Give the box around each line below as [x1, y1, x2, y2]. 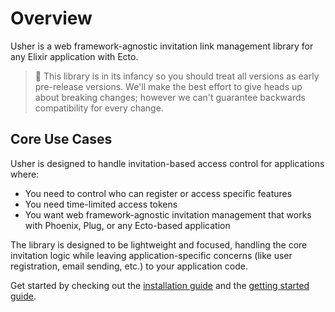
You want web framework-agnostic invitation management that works [24, 208, 312, 221]
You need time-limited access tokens [24, 198, 178, 210]
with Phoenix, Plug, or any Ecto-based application [24, 219, 231, 231]
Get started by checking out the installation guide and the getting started [10, 279, 310, 291]
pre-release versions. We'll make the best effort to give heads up [34, 80, 303, 92]
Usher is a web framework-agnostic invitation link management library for [10, 40, 314, 52]
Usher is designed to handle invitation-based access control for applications [10, 157, 325, 169]
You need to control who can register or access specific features [24, 187, 293, 199]
